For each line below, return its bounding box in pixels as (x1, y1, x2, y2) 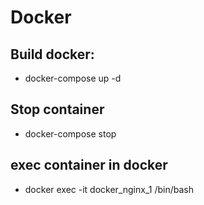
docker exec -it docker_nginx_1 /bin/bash (24, 183, 194, 195)
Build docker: (10, 46, 95, 63)
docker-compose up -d (24, 72, 122, 84)
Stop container (10, 101, 105, 118)
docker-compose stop (24, 127, 117, 140)
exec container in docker (10, 157, 168, 174)
